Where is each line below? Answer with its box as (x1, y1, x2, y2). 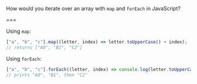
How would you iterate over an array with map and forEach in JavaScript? (6, 5, 181, 12)
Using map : (6, 28, 31, 35)
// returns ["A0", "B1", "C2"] (6, 44, 83, 51)
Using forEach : (6, 55, 42, 62)
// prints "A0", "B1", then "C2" (6, 72, 88, 78)
